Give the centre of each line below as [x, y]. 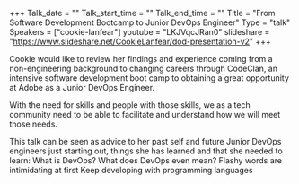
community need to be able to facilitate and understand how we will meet [145, 114]
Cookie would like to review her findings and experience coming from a [141, 59]
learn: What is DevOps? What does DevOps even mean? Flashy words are [146, 160]
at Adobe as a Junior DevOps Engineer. [82, 88]
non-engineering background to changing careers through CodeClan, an [144, 68]
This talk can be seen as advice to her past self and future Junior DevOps [145, 141]
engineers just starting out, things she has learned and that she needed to [146, 151]
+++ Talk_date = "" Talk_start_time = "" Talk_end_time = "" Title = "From [142, 13]
